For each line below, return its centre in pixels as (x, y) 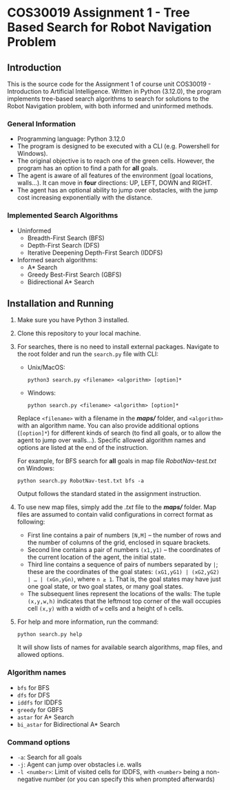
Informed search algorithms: (57, 259)
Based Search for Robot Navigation (109, 27)
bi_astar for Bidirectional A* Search (69, 724)
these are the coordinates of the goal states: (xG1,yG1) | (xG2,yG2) (123, 572)
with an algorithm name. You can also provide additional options (108, 426)
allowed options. (40, 655)
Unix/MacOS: (46, 368)
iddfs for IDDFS (40, 702)
